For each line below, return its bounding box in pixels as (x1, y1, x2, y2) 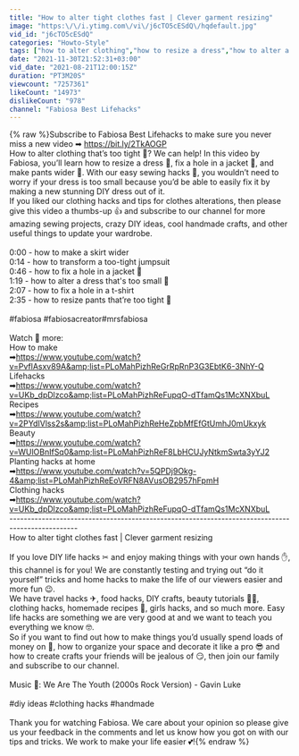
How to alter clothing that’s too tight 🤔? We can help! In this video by (9, 149, 261, 159)
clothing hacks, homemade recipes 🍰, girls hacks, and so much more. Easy (9, 603, 286, 614)
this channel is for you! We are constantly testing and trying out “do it (9, 565, 264, 575)
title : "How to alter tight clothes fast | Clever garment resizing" (9, 13, 274, 22)
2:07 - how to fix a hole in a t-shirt (9, 285, 135, 296)
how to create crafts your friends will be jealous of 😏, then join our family (9, 650, 279, 662)
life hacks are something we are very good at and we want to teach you (9, 612, 272, 623)
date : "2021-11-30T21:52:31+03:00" (9, 55, 142, 64)
